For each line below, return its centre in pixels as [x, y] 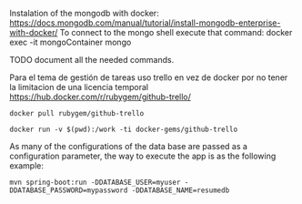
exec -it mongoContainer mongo [70, 42]
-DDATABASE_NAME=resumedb [181, 190]
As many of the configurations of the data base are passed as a [129, 146]
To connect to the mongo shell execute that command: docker [176, 32]
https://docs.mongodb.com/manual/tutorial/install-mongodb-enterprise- [145, 23]
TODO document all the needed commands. [92, 60]
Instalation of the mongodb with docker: [84, 13]
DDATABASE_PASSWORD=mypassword [69, 190]
